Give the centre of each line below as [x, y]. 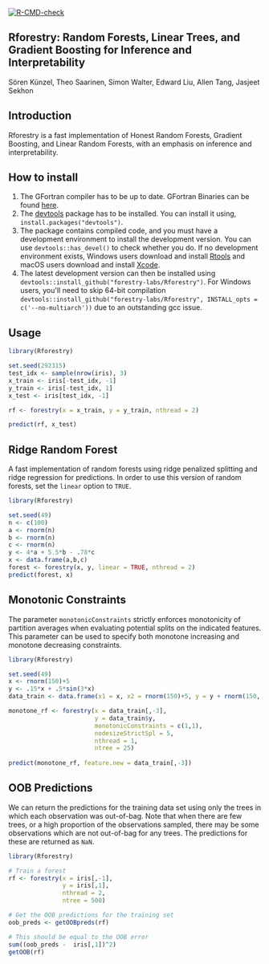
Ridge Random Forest [63, 449]
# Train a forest [37, 871]
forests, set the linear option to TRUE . [70, 486]
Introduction [40, 116]
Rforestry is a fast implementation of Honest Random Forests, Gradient [125, 135]
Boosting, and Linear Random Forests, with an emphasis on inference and [130, 144]
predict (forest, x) [41, 575]
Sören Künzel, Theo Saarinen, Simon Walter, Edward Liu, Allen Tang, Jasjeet [134, 82]
